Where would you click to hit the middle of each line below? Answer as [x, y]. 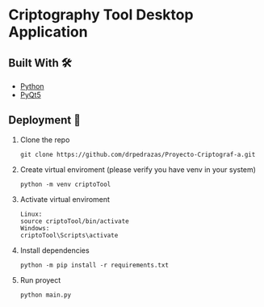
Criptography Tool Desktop [101, 15]
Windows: [35, 228]
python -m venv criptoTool [65, 184]
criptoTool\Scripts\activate [69, 235]
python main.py [46, 295]
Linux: [31, 214]
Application [48, 32]
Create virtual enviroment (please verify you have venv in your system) [138, 169]
